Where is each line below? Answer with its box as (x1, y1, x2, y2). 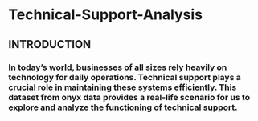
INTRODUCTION (8, 38, 92, 51)
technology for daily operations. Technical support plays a (8, 71, 241, 83)
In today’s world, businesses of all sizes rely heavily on (8, 62, 227, 73)
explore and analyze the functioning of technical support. (8, 102, 238, 113)
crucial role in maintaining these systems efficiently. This (8, 82, 237, 93)
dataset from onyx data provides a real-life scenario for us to (8, 91, 251, 103)
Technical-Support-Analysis (8, 6, 203, 24)
